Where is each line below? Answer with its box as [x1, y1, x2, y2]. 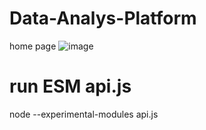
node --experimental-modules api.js [9, 108, 159, 120]
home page [9, 40, 57, 52]
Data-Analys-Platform [9, 7, 197, 30]
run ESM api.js [9, 75, 132, 98]
